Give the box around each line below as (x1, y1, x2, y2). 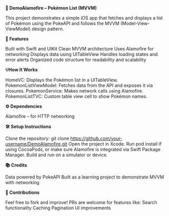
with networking (5, 179, 39, 185)
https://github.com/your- (70, 135, 123, 141)
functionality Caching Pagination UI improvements (5, 205, 111, 211)
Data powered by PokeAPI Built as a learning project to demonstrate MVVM (5, 174, 164, 180)
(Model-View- (120, 21, 150, 26)
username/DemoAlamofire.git (5, 141, 68, 147)
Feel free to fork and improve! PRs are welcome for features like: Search (5, 200, 157, 205)
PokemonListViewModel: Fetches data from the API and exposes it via (5, 82, 153, 88)
